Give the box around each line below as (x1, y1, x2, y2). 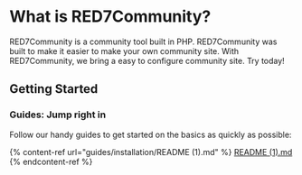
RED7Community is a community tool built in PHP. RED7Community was (9, 36, 278, 47)
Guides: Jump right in (9, 108, 107, 121)
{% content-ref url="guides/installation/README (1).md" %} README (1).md (9, 146, 293, 157)
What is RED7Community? (9, 6, 212, 27)
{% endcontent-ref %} (9, 156, 93, 167)
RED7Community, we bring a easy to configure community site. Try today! (9, 55, 285, 66)
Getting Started (9, 81, 99, 97)
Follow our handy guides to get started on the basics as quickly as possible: (9, 129, 292, 140)
